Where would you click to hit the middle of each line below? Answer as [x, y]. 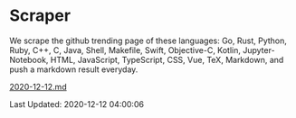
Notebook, [29, 59]
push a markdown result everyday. [74, 69]
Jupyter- [259, 50]
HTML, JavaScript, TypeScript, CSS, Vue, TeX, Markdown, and [167, 59]
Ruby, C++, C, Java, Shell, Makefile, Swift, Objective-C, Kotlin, [125, 50]
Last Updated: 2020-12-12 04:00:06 [77, 104]
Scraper [40, 16]
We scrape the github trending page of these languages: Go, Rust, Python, [148, 41]
